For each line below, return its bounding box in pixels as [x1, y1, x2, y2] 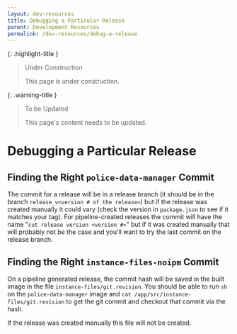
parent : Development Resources [7, 23, 100, 30]
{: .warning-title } [7, 91, 57, 99]
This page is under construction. [24, 77, 120, 86]
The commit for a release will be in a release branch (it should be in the [7, 190, 214, 199]
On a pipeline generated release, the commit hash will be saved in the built [7, 274, 225, 284]
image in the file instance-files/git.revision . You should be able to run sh [7, 282, 228, 291]
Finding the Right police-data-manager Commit [7, 171, 214, 183]
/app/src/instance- [134, 291, 192, 299]
